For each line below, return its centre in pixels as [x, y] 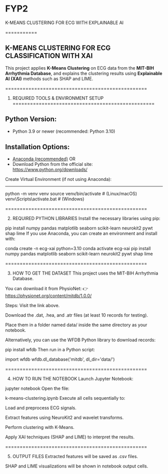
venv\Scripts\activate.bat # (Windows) [45, 199]
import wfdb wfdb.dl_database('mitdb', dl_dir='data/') [60, 359]
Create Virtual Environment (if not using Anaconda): [58, 179]
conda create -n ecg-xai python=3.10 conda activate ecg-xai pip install [78, 249]
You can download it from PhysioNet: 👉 [47, 289]
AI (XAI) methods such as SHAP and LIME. [49, 79]
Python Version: [31, 119]
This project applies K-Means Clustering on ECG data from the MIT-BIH [79, 68]
